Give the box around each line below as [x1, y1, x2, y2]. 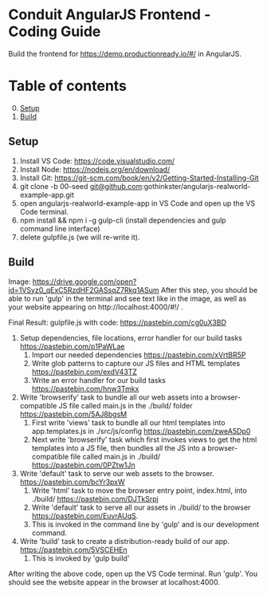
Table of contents [8, 77, 128, 95]
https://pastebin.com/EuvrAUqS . [31, 510, 139, 520]
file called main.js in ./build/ [70, 451, 161, 461]
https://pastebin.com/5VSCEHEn [19, 545, 128, 554]
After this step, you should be [160, 285, 257, 294]
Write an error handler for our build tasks [31, 375, 166, 384]
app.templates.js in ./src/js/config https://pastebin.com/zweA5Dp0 [31, 426, 251, 435]
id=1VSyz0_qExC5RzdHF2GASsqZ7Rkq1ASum [8, 285, 159, 294]
